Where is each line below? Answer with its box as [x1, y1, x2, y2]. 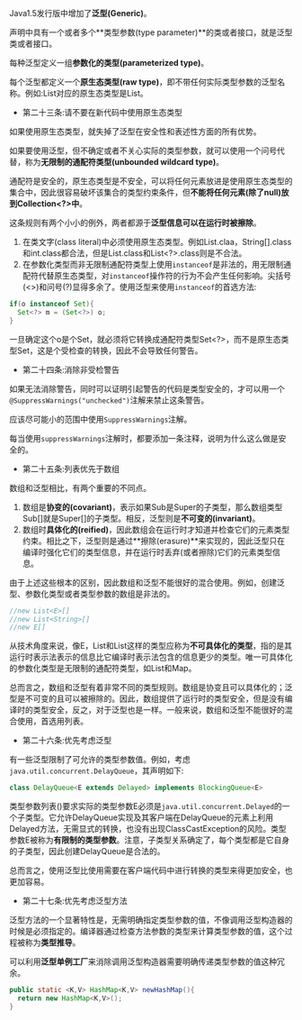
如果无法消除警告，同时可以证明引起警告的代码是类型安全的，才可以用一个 [9, 383, 285, 394]
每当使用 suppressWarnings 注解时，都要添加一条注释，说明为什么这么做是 [9, 433, 279, 443]
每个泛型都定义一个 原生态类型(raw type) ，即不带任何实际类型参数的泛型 [9, 77, 278, 87]
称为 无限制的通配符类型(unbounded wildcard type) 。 [24, 157, 225, 167]
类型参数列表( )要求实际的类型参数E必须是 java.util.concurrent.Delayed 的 [9, 801, 283, 812]
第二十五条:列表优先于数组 [22, 463, 120, 474]
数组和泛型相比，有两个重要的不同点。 [9, 482, 151, 493]
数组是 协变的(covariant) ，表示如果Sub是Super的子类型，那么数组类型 [22, 501, 283, 512]
